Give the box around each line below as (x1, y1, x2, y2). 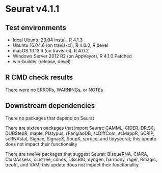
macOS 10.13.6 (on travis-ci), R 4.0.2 (12, 48, 89, 53)
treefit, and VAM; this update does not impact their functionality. (5, 161, 140, 168)
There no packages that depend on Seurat (5, 115, 94, 121)
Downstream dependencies (5, 101, 95, 110)
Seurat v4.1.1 (5, 3, 60, 15)
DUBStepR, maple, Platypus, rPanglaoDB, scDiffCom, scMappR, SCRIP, (5, 130, 155, 136)
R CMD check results (5, 73, 73, 82)
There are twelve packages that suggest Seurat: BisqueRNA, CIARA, (5, 151, 149, 157)
